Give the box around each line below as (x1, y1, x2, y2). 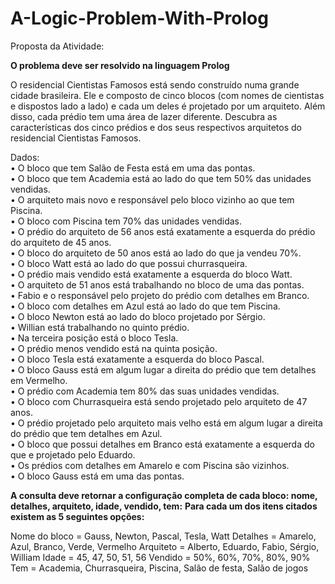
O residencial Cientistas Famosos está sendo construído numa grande (10, 78, 300, 91)
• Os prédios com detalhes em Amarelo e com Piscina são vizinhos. (10, 459, 290, 471)
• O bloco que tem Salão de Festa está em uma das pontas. (10, 162, 256, 174)
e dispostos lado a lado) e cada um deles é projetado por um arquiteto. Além (10, 100, 326, 112)
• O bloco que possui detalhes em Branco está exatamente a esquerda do (10, 438, 315, 450)
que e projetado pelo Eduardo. (10, 448, 136, 461)
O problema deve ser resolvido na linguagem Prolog (10, 59, 230, 71)
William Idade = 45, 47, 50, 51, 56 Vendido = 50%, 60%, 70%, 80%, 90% (10, 551, 311, 563)
